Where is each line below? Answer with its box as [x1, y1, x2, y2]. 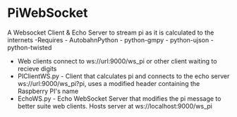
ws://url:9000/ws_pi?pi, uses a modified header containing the [17, 79, 200, 87]
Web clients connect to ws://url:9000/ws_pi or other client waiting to [17, 56, 217, 65]
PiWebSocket [7, 5, 88, 21]
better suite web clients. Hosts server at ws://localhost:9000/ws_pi [17, 101, 213, 110]
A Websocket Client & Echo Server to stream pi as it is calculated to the [7, 28, 214, 37]
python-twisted [7, 43, 52, 51]
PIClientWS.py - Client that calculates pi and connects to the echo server [17, 72, 230, 80]
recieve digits [17, 64, 57, 73]
